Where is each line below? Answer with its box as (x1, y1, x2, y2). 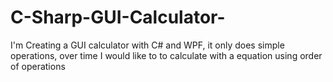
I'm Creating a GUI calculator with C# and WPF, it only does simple (10, 39, 285, 51)
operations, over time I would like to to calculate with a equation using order (10, 49, 323, 61)
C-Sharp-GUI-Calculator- (10, 6, 226, 29)
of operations (10, 60, 66, 72)
